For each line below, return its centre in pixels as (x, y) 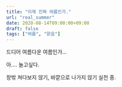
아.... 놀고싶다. (23, 65)
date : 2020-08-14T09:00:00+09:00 (48, 23)
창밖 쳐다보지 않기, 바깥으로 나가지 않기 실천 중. (61, 77)
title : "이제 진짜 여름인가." (39, 12)
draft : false (22, 28)
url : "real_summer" (30, 17)
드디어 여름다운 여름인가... (36, 52)
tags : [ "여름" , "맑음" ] (33, 34)
